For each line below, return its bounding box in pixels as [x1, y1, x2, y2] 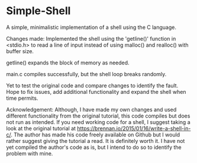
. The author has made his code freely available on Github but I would [11, 131, 180, 138]
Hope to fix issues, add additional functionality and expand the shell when [6, 88, 186, 95]
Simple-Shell [6, 4, 71, 18]
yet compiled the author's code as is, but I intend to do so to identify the [6, 144, 182, 151]
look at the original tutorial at [6, 125, 76, 132]
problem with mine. [6, 149, 53, 157]
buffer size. [6, 47, 34, 54]
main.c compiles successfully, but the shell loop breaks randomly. [6, 70, 167, 77]
